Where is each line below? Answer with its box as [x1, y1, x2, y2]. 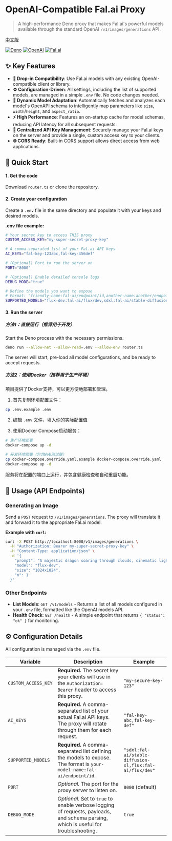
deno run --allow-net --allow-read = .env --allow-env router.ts [5, 345, 143, 350]
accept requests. [5, 359, 41, 365]
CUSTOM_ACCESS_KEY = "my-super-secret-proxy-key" [5, 237, 109, 242]
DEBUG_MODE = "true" [5, 279, 45, 284]
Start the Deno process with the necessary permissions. [5, 335, 124, 341]
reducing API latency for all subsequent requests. [12, 121, 117, 127]
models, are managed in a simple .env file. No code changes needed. [12, 91, 160, 98]
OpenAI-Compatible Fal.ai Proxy [5, 4, 146, 15]
